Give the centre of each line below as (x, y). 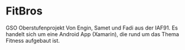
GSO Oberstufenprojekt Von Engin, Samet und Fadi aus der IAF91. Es (92, 28)
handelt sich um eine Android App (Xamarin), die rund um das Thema (92, 34)
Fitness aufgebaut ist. (33, 40)
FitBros (24, 11)
